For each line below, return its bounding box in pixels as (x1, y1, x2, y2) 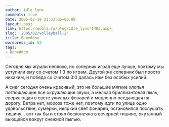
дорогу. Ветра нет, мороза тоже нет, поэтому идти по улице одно (5, 100, 147, 106)
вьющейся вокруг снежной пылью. (5, 116, 81, 122)
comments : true (5, 12, 37, 17)
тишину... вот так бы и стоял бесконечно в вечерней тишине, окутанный (5, 110, 162, 116)
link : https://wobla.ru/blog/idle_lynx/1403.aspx (5, 26, 112, 31)
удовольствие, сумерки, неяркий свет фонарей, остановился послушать (5, 105, 163, 111)
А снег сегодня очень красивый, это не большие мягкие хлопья (5, 84, 144, 90)
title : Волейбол (5, 36, 39, 41)
